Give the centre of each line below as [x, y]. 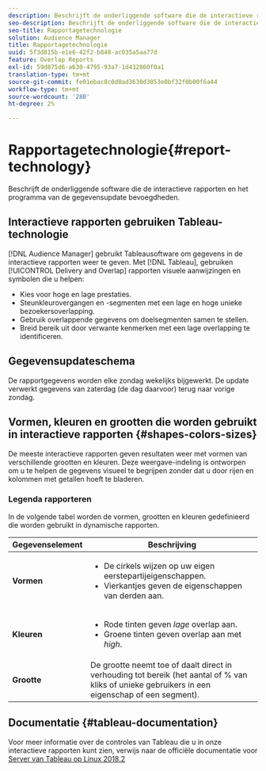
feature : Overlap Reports [51, 60]
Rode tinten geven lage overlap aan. [171, 624]
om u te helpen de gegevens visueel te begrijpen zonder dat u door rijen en [131, 470]
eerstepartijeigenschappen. [155, 575]
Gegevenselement [47, 544]
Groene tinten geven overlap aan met [173, 634]
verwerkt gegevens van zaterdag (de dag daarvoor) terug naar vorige [122, 388]
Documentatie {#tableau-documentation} [113, 723]
